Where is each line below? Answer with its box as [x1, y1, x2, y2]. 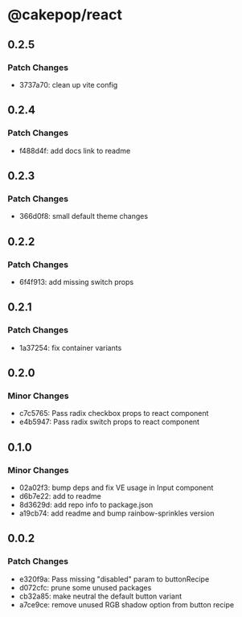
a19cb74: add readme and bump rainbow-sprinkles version [18, 508, 215, 518]
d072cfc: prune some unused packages [18, 582, 152, 592]
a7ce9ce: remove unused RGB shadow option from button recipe [18, 599, 235, 609]
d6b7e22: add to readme [18, 492, 101, 500]
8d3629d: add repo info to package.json [18, 500, 154, 509]
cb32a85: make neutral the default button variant [18, 591, 183, 601]
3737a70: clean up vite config [18, 80, 118, 89]
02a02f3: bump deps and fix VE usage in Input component [18, 483, 214, 492]
